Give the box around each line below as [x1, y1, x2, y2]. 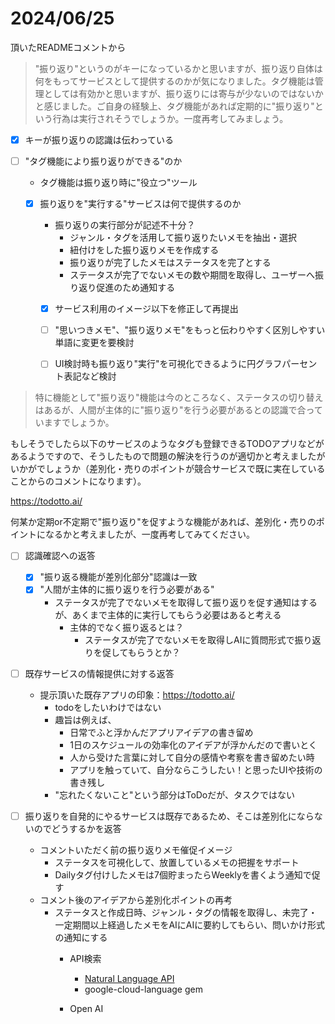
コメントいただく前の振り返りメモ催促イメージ [39, 843, 233, 856]
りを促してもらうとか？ [84, 646, 181, 658]
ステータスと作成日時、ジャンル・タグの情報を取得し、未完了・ [54, 906, 318, 918]
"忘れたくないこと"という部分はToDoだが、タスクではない [54, 788, 295, 801]
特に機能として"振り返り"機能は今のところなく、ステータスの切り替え [34, 392, 324, 404]
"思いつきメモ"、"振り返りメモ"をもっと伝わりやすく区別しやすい [54, 324, 326, 336]
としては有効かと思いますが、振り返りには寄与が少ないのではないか [43, 87, 324, 99]
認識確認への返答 [24, 550, 96, 562]
